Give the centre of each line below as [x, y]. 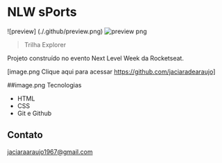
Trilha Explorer [45, 44]
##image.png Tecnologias [44, 85]
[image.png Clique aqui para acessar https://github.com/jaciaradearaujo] [111, 71]
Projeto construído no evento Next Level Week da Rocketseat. [95, 58]
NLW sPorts [42, 12]
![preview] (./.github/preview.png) [55, 31]
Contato [25, 135]
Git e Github [34, 113]
